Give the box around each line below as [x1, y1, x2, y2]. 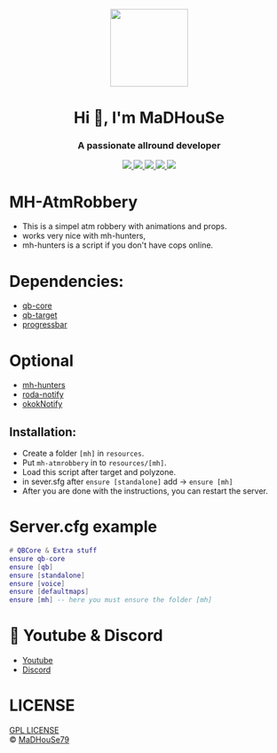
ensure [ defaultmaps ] [9, 587, 90, 597]
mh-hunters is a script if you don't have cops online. [21, 240, 214, 250]
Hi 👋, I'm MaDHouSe [74, 107, 225, 128]
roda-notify [21, 389, 64, 400]
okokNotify [21, 399, 63, 409]
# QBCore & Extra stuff [9, 546, 98, 555]
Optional [9, 351, 74, 370]
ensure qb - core [9, 554, 66, 563]
